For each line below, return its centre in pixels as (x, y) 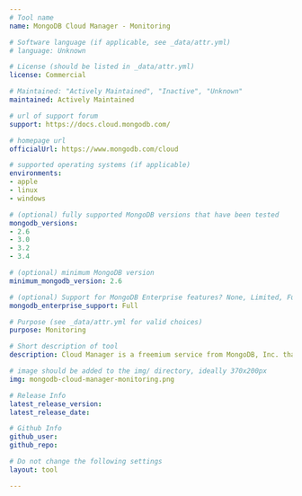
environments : (36, 173)
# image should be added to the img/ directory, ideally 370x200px (138, 371)
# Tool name (31, 18)
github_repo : (34, 446)
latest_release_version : (56, 404)
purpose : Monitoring (48, 330)
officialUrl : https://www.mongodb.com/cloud (94, 149)
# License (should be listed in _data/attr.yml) (102, 67)
